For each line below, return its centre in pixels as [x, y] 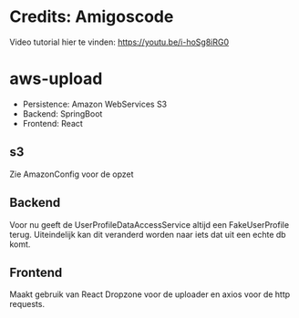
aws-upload [56, 79]
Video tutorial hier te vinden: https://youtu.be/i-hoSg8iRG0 [119, 42]
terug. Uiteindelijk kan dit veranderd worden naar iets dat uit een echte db [148, 234]
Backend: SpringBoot [62, 113]
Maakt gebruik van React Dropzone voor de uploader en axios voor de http [150, 294]
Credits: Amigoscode [92, 17]
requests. [27, 304]
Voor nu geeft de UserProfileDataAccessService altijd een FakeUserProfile [149, 224]
